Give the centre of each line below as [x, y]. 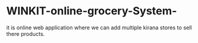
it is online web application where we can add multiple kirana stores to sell [99, 27]
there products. [26, 33]
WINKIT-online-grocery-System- [92, 11]
